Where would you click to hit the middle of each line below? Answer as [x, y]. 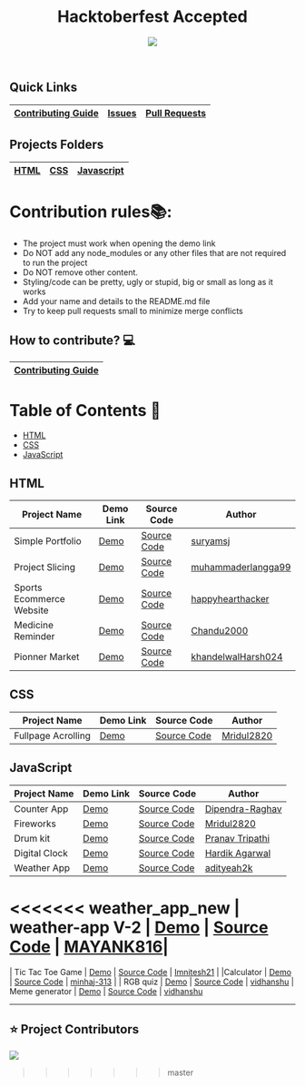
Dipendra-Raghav [244, 808]
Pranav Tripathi [237, 838]
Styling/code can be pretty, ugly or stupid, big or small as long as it [148, 281]
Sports [28, 587]
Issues [122, 113]
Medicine [34, 626]
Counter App [41, 808]
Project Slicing [44, 568]
